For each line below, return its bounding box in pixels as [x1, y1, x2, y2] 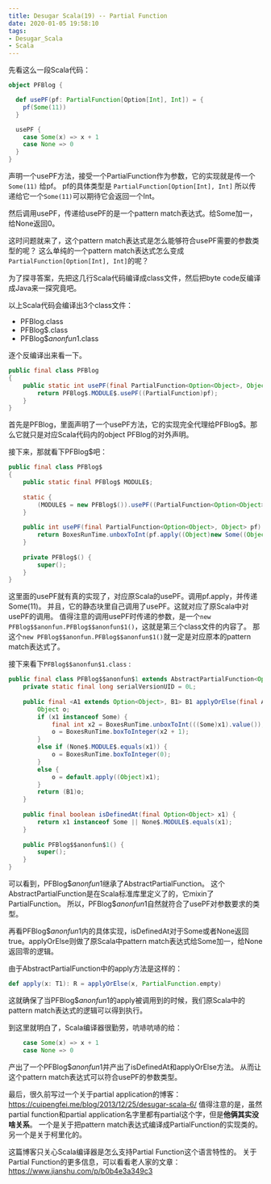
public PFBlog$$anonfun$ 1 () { [23, 841, 125, 849]
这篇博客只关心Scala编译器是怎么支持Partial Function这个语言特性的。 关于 [8, 1147, 257, 1157]
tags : [8, 27, 27, 35]
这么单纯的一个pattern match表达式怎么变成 [38, 246, 185, 255]
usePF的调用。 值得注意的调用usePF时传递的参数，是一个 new [8, 612, 211, 621]
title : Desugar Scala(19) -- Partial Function [8, 11, 168, 20]
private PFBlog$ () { [23, 553, 92, 562]
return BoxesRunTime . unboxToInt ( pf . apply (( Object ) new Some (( [37, 531, 248, 539]
